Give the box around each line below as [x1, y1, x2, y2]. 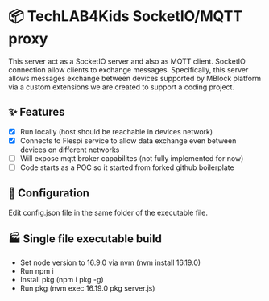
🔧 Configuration [8, 187, 90, 200]
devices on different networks [19, 145, 120, 155]
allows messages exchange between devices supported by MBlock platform [8, 73, 262, 83]
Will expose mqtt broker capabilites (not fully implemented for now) [19, 153, 244, 163]
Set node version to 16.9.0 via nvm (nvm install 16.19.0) [19, 258, 201, 267]
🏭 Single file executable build [8, 232, 163, 246]
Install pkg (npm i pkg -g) [19, 274, 104, 284]
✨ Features [8, 105, 65, 119]
